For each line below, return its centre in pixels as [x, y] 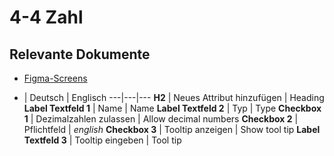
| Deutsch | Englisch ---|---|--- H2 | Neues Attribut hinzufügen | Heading [174, 97]
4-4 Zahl [46, 17]
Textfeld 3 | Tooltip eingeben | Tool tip [102, 140]
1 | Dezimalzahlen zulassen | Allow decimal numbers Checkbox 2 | [161, 119]
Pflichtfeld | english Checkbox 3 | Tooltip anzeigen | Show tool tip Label [172, 129]
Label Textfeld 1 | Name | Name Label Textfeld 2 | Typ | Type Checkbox [172, 108]
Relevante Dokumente [80, 54]
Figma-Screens [55, 78]
